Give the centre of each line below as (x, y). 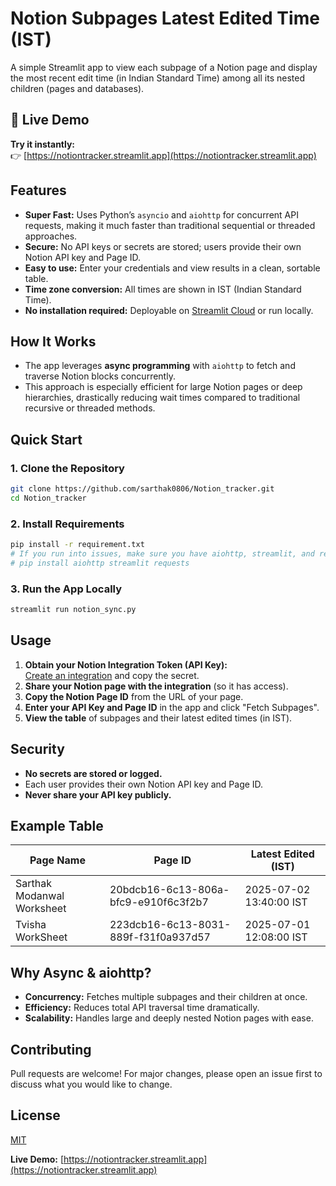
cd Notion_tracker (48, 498)
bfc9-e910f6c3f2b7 (159, 902)
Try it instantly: (43, 144)
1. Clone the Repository (67, 468)
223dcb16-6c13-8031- (170, 925)
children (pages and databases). (77, 88)
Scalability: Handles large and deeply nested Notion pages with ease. (169, 1018)
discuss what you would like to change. (91, 1084)
